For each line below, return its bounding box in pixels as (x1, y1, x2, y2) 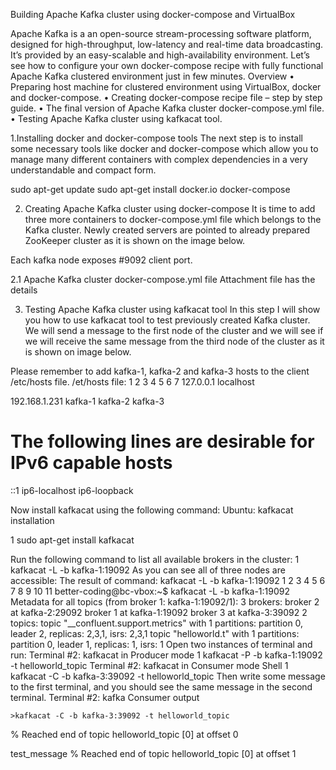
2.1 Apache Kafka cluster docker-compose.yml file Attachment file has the (10, 274, 316, 285)
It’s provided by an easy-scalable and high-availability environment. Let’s (10, 49, 310, 61)
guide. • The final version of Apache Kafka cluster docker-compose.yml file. (10, 102, 325, 114)
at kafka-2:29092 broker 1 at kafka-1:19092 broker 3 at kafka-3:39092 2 (10, 606, 308, 618)
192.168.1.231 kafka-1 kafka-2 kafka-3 (10, 395, 165, 407)
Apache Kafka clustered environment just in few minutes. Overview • (10, 70, 295, 82)
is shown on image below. (24, 346, 132, 358)
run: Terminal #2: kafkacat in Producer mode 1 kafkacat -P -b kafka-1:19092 (10, 649, 323, 661)
